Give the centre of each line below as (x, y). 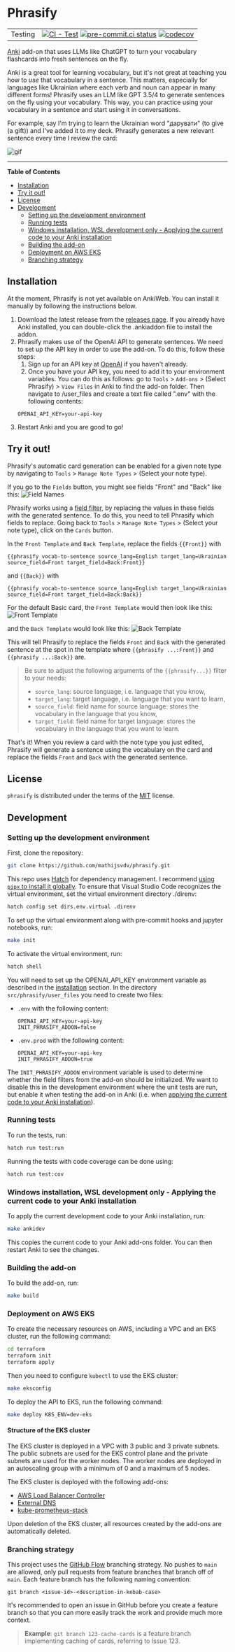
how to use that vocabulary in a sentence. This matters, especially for (107, 80)
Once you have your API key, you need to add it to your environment (126, 371)
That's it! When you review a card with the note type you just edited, (106, 742)
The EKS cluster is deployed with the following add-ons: (88, 1481)
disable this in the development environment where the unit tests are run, (113, 1087)
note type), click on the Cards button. (60, 530)
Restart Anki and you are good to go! (70, 427)
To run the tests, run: (37, 1135)
